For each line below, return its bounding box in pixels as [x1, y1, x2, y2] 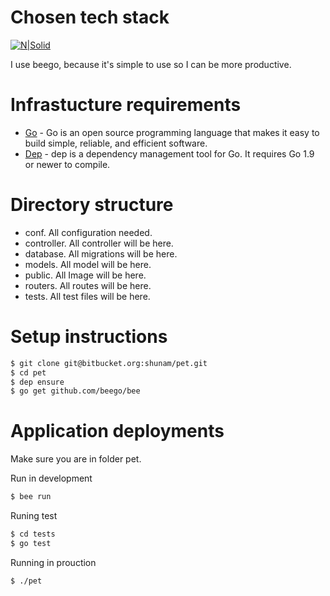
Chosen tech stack [10, 6, 170, 29]
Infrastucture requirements [10, 94, 242, 116]
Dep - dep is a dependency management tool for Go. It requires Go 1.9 [24, 147, 315, 160]
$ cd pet [10, 367, 47, 378]
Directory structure [10, 194, 174, 216]
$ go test [10, 538, 52, 548]
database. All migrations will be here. [24, 247, 178, 260]
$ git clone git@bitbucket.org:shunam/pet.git [10, 358, 208, 368]
